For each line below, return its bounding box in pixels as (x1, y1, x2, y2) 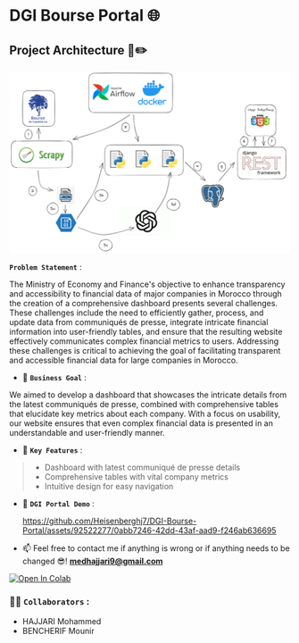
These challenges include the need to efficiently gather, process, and (9, 307, 264, 318)
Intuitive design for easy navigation (44, 481, 174, 492)
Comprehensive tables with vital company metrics (44, 472, 229, 482)
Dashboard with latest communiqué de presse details (44, 462, 241, 473)
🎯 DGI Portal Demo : (21, 498, 96, 509)
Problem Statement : (9, 262, 82, 272)
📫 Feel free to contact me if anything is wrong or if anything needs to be (21, 543, 290, 554)
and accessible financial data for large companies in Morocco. (9, 355, 238, 366)
